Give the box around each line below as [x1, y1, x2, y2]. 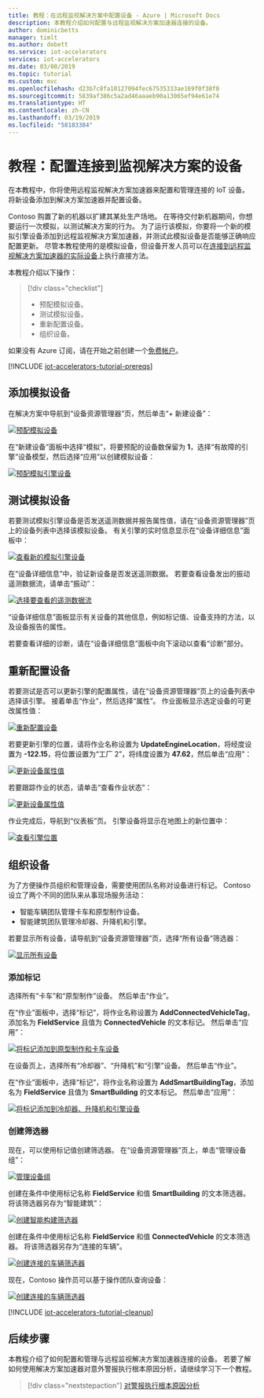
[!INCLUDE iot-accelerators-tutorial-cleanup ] [8, 1307, 154, 1317]
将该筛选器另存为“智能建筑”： [8, 1198, 104, 1208]
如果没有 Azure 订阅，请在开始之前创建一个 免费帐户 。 [8, 345, 183, 355]
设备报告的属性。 [14, 622, 71, 631]
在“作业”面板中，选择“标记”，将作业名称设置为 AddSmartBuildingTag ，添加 [8, 1078, 254, 1087]
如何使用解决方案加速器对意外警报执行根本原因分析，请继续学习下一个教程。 [8, 1364, 256, 1374]
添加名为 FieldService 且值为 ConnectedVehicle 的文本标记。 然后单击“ [8, 1017, 242, 1027]
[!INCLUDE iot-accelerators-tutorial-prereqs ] [8, 361, 153, 370]
